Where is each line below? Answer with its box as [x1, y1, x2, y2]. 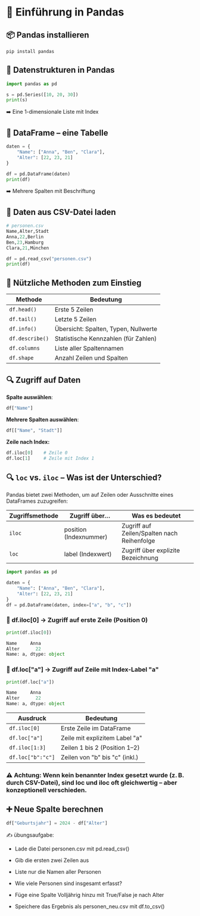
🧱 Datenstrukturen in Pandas [6, 65, 115, 75]
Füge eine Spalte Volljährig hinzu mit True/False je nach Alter [14, 891, 164, 898]
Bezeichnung [121, 554, 159, 562]
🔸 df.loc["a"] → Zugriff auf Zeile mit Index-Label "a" [6, 665, 159, 674]
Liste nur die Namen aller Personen [14, 868, 101, 875]
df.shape [9, 354, 34, 362]
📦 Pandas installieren [6, 30, 89, 40]
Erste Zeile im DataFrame [60, 724, 131, 733]
